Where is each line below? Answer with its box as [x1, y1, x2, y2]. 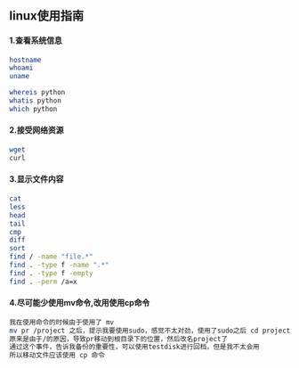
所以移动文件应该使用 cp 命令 [9, 351, 105, 360]
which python [9, 104, 58, 113]
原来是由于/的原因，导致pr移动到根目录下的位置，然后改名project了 [9, 334, 229, 343]
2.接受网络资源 [9, 125, 64, 135]
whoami [9, 63, 34, 73]
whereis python [9, 88, 66, 97]
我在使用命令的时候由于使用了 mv [9, 317, 114, 327]
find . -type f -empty [9, 268, 93, 278]
